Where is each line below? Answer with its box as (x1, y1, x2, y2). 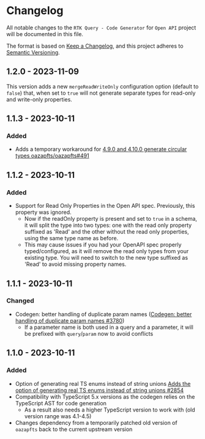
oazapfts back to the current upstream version (15, 426, 133, 433)
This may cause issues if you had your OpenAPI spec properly (24, 241, 182, 248)
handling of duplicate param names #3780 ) (15, 317, 125, 324)
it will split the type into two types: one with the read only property (24, 221, 192, 229)
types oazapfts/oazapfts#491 (15, 152, 90, 160)
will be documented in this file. (6, 30, 84, 37)
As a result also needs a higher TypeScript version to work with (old (24, 406, 196, 413)
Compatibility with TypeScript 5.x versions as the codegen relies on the (15, 393, 195, 400)
